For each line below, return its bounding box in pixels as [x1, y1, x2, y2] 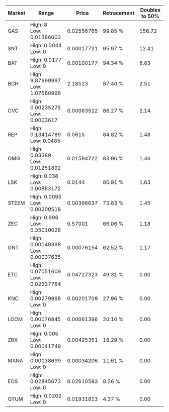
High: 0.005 [30, 330, 59, 337]
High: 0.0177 [30, 56, 62, 63]
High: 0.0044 [30, 42, 62, 49]
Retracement [103, 10, 135, 17]
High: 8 [30, 21, 48, 28]
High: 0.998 [30, 214, 59, 221]
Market [8, 10, 26, 17]
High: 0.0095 [30, 193, 62, 200]
